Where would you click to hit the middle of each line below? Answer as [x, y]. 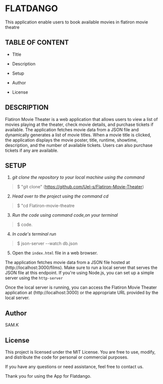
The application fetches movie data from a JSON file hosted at [67, 263]
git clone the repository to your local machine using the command [78, 177]
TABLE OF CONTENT [37, 43]
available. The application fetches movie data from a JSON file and [72, 129]
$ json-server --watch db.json [47, 243]
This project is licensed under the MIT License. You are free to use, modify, [80, 352]
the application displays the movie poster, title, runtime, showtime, [71, 140]
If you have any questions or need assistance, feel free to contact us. [74, 367]
